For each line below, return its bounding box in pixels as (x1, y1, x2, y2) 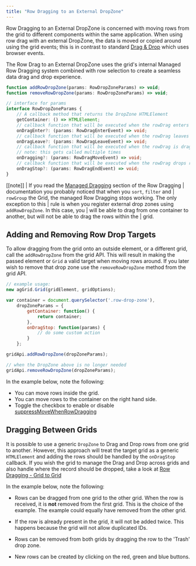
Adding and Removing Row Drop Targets (6, 230, 156, 240)
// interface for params (6, 101, 66, 106)
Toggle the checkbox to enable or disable (14, 402, 115, 409)
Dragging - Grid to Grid (6, 471, 62, 478)
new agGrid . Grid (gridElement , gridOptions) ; (6, 287, 116, 293)
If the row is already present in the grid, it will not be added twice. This (14, 518, 184, 525)
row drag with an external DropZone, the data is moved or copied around (6, 37, 181, 44)
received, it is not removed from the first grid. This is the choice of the (14, 501, 184, 508)
